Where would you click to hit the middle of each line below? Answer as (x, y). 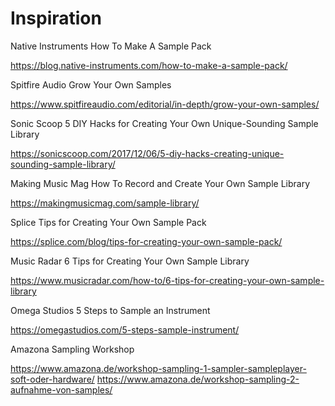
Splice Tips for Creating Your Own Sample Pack (108, 222)
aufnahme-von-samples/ (61, 389)
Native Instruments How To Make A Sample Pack (111, 46)
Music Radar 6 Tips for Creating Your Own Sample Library (130, 261)
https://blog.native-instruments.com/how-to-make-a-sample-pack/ (149, 65)
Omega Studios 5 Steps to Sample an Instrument (110, 310)
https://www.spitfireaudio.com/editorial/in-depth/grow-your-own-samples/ (165, 104)
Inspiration (56, 18)
